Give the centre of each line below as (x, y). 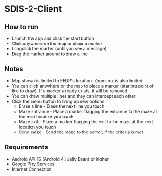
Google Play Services (33, 164)
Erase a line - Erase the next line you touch (62, 106)
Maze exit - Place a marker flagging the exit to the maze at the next (86, 121)
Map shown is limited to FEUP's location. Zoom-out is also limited (77, 80)
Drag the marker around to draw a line (50, 54)
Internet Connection (32, 169)
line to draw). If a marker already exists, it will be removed (69, 91)
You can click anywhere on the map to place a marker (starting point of (82, 86)
